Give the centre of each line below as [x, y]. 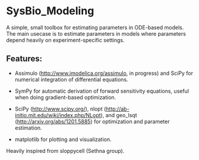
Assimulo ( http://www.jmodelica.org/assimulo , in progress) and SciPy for [104, 73]
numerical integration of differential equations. [72, 79]
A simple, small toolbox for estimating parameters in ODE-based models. [95, 27]
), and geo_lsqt [119, 115]
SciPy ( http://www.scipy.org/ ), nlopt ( [60, 109]
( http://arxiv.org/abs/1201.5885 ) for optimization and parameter [92, 121]
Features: [24, 59]
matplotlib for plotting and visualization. [63, 139]
